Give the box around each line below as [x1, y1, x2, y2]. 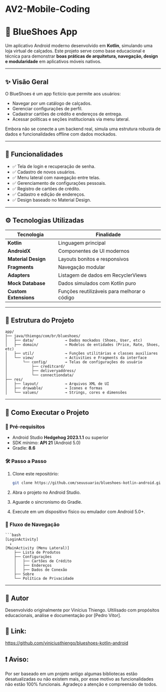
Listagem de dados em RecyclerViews [58, 272, 147, 279]
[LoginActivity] [5, 537, 39, 542]
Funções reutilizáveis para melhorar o [58, 288, 146, 295]
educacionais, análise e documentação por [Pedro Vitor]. [5, 613, 122, 618]
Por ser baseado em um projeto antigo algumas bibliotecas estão [5, 671, 138, 677]
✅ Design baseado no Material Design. [12, 197, 91, 203]
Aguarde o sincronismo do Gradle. [12, 499, 83, 505]
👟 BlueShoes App [5, 26, 78, 38]
